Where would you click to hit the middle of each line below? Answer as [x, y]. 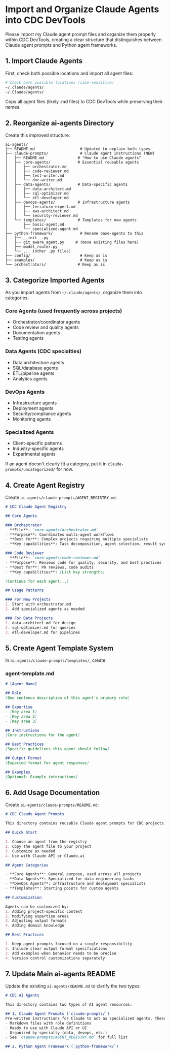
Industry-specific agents [38, 449]
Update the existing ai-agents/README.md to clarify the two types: [73, 986]
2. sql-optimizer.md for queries [40, 628]
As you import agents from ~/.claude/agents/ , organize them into [74, 292]
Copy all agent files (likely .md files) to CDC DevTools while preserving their [84, 102]
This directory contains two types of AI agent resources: [69, 1005]
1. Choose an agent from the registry [46, 842]
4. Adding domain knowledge [35, 925]
